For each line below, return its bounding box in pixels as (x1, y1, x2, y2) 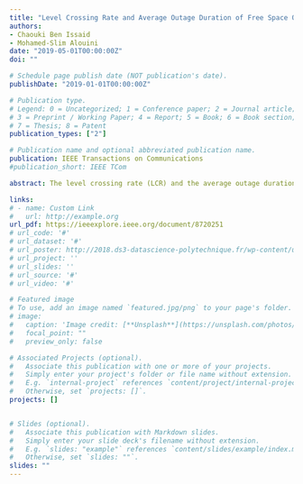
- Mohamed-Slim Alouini (9, 38, 99, 48)
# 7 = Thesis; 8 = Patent (9, 121, 106, 131)
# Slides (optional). (9, 419, 91, 428)
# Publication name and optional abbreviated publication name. (9, 146, 256, 155)
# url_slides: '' (9, 262, 75, 271)
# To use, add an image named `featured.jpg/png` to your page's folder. (9, 304, 293, 313)
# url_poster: (9, 245, 63, 254)
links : (9, 195, 34, 204)
